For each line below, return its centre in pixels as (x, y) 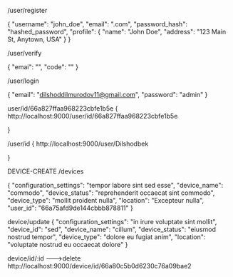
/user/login (23, 81)
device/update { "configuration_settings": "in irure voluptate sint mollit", (112, 222)
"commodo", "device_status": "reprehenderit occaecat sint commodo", (111, 193)
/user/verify (25, 53)
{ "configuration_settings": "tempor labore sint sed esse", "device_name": (115, 185)
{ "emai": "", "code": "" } (43, 67)
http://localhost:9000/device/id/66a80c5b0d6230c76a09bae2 (99, 266)
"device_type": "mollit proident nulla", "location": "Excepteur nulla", (106, 200)
